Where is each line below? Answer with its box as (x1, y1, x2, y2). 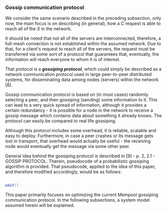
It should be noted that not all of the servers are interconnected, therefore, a (5, 35, 162, 41)
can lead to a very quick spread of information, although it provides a (5, 102, 147, 108)
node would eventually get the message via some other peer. (5, 143, 130, 149)
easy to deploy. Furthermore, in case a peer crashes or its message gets (5, 133, 154, 139)
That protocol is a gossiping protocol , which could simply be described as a (5, 66, 162, 72)
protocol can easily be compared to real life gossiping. (5, 118, 117, 124)
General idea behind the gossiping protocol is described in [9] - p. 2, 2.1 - (5, 153, 156, 159)
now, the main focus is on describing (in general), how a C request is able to (5, 20, 161, 26)
